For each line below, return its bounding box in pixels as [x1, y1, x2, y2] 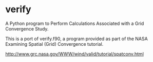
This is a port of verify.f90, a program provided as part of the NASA [5, 36, 148, 42]
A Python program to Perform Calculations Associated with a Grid [5, 20, 144, 26]
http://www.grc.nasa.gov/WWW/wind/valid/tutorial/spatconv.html [5, 51, 144, 57]
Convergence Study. [5, 25, 49, 32]
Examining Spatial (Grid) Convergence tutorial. [5, 41, 104, 47]
